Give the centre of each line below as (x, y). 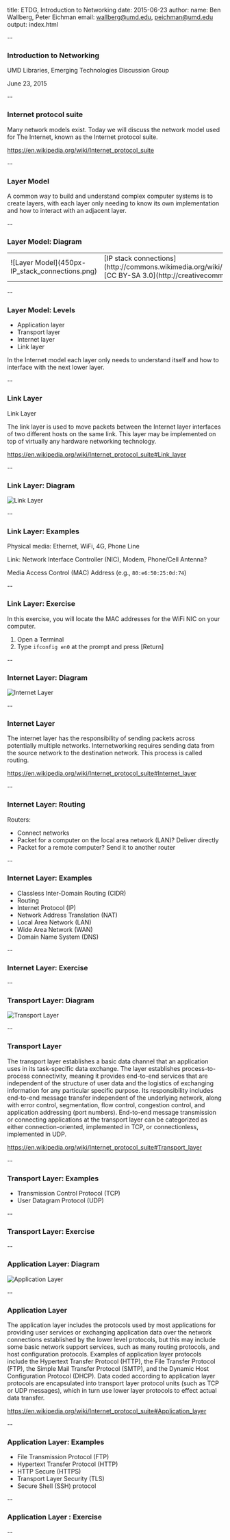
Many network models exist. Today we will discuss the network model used (114, 129)
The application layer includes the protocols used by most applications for (112, 1325)
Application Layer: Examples (56, 1442)
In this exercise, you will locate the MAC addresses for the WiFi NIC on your (114, 618)
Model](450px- (61, 263)
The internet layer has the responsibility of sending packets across (101, 738)
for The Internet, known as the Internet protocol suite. (83, 137)
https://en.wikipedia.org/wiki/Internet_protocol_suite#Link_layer (97, 454)
